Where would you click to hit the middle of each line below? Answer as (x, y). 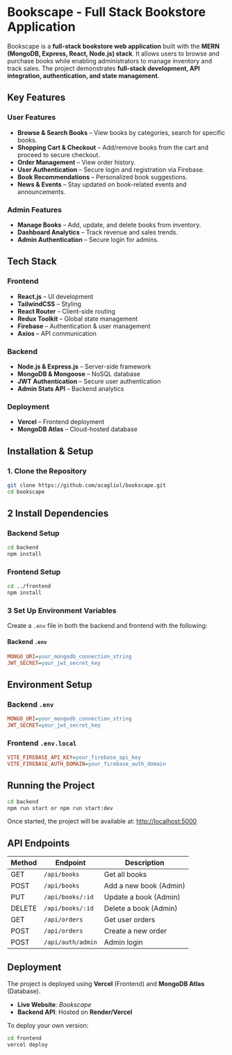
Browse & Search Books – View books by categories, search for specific (121, 132)
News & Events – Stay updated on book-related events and (102, 184)
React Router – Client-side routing (66, 311)
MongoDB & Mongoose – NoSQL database (78, 373)
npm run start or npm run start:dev (60, 808)
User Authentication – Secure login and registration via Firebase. (111, 169)
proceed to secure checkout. (59, 154)
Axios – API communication (57, 333)
